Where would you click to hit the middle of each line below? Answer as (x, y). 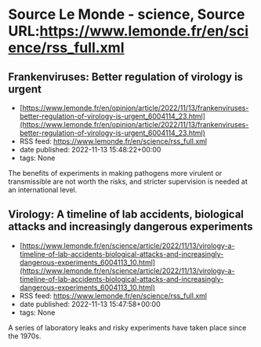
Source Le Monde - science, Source (127, 15)
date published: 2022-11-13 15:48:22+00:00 (90, 150)
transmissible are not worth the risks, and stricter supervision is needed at (128, 181)
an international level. (43, 190)
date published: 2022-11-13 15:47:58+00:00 (90, 304)
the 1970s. (25, 336)
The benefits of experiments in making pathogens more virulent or (115, 173)
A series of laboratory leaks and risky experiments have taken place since (127, 327)
